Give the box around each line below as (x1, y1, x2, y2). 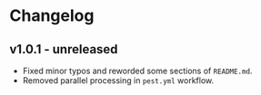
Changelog (9, 5, 95, 26)
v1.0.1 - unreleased (9, 42, 118, 57)
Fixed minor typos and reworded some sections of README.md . (22, 65, 253, 76)
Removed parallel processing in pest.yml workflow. (22, 75, 215, 86)
